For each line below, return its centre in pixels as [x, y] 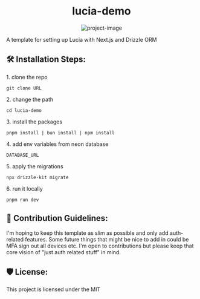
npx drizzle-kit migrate [37, 177]
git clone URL [24, 88]
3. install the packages [34, 122]
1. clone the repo [27, 77]
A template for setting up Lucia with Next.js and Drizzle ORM [82, 39]
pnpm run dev [23, 200]
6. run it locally [25, 188]
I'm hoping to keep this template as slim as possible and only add [87, 233]
